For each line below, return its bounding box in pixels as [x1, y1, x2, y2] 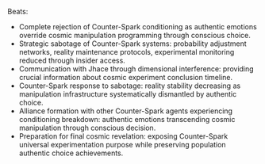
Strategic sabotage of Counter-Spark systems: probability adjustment [18, 39, 247, 48]
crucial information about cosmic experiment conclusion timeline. [18, 73, 233, 82]
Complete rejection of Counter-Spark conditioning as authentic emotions [18, 22, 257, 31]
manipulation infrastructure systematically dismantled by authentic [18, 90, 237, 98]
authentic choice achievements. [18, 148, 124, 158]
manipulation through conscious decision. [18, 123, 156, 132]
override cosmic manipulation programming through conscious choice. [18, 31, 251, 40]
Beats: [7, 7, 29, 16]
